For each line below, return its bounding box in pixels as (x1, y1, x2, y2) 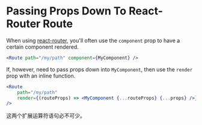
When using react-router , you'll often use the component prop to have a (6, 37, 180, 44)
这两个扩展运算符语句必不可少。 (6, 112, 85, 120)
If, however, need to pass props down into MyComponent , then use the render (6, 66, 193, 73)
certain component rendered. (6, 43, 79, 50)
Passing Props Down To (6, 4, 127, 18)
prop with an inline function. (6, 72, 76, 79)
